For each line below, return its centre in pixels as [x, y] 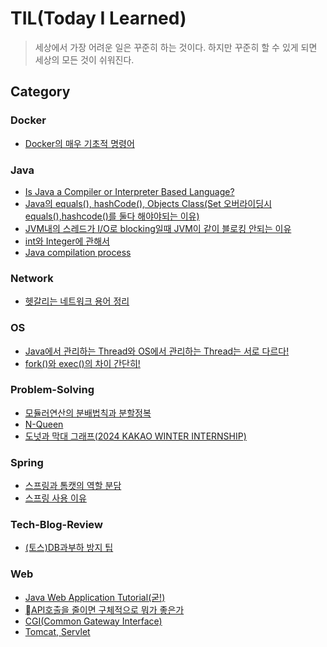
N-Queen [44, 424]
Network [32, 278]
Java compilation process [78, 252]
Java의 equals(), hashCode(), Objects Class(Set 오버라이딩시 [148, 203]
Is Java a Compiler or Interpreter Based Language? [129, 191]
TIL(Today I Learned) [98, 18]
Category [40, 92]
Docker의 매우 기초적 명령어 [79, 143]
